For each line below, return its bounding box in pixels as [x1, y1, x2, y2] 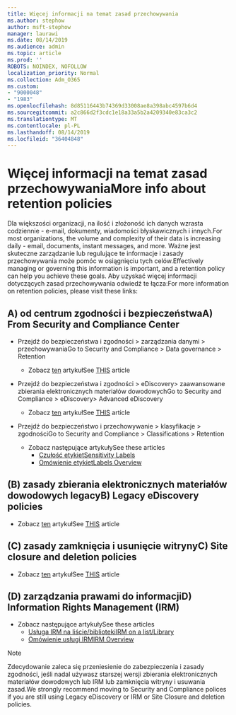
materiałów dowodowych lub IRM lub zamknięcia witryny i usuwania [7, 678, 206, 686]
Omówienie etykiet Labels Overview [38, 458, 142, 467]
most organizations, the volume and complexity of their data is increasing [7, 234, 221, 243]
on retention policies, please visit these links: [7, 287, 138, 296]
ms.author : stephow [7, 17, 65, 24]
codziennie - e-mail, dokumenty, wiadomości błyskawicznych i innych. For [7, 227, 223, 236]
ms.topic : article [7, 50, 61, 57]
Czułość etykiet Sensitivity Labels [38, 450, 136, 459]
